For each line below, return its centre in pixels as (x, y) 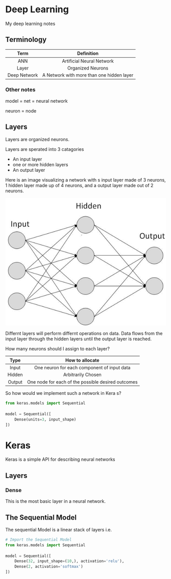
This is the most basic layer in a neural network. (56, 501)
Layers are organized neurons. (38, 139)
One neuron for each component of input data (82, 368)
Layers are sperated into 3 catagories (45, 149)
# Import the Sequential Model (39, 540)
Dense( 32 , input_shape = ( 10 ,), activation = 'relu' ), (69, 561)
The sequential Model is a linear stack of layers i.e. (59, 529)
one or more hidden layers (40, 164)
